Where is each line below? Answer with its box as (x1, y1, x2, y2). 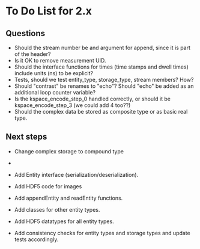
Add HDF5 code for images (14, 182, 82, 190)
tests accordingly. (14, 236, 59, 243)
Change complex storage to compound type (14, 147, 124, 155)
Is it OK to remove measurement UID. (14, 57, 106, 64)
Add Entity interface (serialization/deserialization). (14, 171, 139, 178)
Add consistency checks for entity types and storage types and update (14, 229, 190, 236)
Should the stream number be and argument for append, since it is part (14, 44, 190, 51)
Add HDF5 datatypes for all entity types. (14, 218, 115, 225)
